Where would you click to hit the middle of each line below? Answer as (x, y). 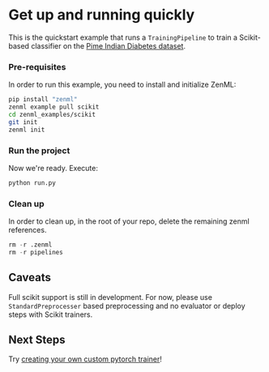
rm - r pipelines (36, 252)
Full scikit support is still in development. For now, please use (111, 297)
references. (28, 230)
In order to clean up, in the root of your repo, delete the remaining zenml (129, 221)
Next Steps (37, 340)
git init (23, 122)
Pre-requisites (37, 66)
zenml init (27, 130)
